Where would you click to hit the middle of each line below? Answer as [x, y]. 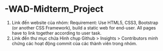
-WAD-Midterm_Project [54, 9]
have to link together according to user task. [57, 33]
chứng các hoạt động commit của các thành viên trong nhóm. [74, 43]
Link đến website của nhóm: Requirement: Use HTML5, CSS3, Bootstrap [85, 23]
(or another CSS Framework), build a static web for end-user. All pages [84, 27]
